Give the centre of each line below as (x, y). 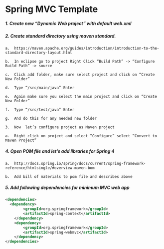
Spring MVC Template (52, 9)
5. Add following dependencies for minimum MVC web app (67, 188)
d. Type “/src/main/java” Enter (40, 88)
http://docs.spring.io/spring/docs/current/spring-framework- (80, 163)
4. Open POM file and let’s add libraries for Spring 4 (60, 151)
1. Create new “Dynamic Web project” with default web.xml (68, 23)
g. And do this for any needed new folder (51, 118)
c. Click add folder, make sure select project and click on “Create (80, 74)
